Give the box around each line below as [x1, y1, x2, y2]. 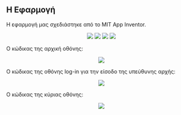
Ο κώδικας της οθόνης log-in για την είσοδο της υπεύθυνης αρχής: [6, 67, 176, 75]
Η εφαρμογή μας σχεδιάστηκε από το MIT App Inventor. [6, 20, 147, 28]
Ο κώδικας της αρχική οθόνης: [6, 45, 83, 52]
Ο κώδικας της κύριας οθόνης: [6, 90, 83, 98]
